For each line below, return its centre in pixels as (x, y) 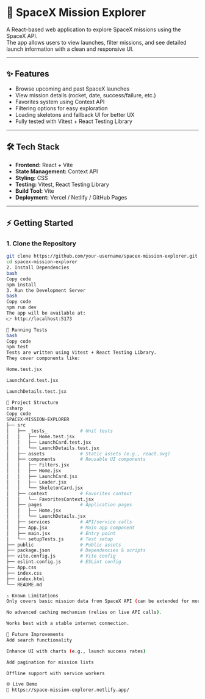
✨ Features (28, 74)
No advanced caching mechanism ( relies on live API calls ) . (85, 612)
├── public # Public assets (64, 545)
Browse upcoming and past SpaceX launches (72, 89)
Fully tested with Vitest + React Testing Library (74, 121)
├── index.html (26, 579)
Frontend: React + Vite (44, 165)
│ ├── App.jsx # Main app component (71, 528)
